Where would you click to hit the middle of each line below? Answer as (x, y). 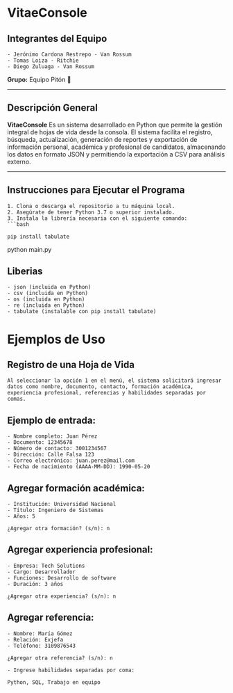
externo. (19, 161)
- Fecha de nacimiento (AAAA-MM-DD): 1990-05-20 (79, 467)
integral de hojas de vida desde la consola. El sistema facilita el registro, (110, 132)
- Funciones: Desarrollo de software (62, 578)
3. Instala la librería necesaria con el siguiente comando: (97, 218)
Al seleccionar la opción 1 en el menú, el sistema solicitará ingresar (114, 381)
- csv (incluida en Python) (48, 294)
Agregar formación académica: (76, 488)
